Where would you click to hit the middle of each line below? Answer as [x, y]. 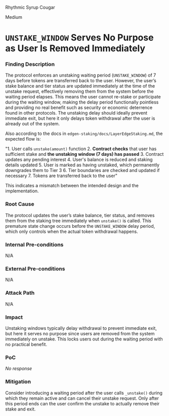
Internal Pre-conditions [34, 245]
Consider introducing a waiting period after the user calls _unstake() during [84, 393]
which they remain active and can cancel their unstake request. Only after [82, 398]
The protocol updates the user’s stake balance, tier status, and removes [80, 215]
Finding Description [30, 64]
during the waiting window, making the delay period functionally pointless [82, 102]
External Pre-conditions [35, 269]
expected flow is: [23, 139]
